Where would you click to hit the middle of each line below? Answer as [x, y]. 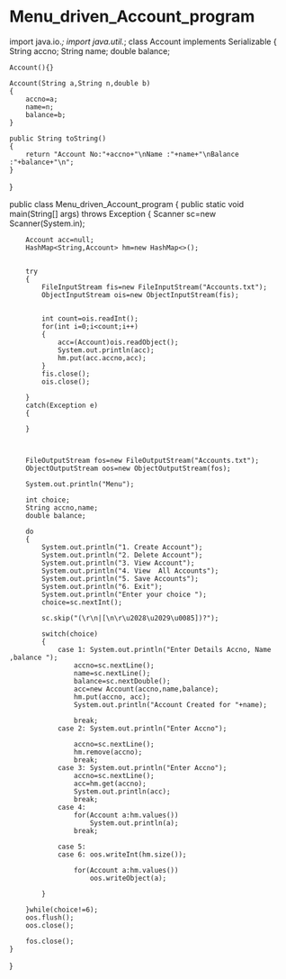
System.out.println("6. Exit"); [103, 586]
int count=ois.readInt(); [90, 318]
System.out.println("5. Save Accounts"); [121, 578]
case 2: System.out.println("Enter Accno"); [142, 728]
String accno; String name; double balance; [90, 50]
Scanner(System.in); [47, 223]
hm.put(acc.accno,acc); [102, 358]
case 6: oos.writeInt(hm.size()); [122, 854]
